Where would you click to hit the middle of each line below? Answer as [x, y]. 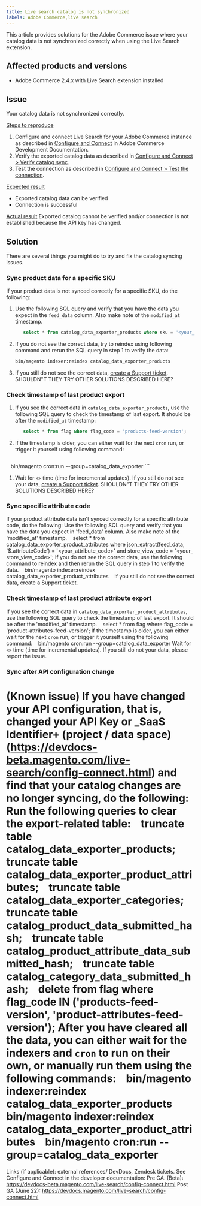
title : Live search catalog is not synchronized [68, 12]
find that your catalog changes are [94, 785]
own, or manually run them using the [99, 1065]
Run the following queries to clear [92, 811]
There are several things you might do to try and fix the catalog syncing [94, 256]
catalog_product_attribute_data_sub [98, 951]
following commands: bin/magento [99, 1078]
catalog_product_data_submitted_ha [99, 925]
